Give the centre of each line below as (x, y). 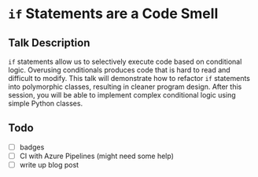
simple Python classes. (46, 103)
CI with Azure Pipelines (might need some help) (97, 156)
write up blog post (49, 164)
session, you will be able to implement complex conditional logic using (122, 95)
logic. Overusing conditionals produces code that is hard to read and (119, 70)
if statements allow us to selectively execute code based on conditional (125, 61)
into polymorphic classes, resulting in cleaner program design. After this (125, 87)
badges (32, 147)
